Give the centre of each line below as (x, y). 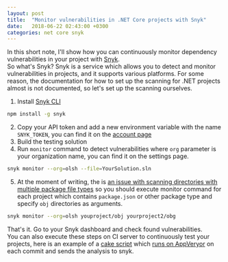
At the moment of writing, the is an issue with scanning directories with (117, 182)
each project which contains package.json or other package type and (114, 196)
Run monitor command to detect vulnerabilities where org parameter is (117, 149)
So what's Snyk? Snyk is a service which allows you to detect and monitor (112, 66)
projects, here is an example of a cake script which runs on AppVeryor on (111, 244)
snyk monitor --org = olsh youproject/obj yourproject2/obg (91, 216)
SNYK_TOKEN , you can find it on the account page (84, 135)
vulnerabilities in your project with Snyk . (63, 60)
